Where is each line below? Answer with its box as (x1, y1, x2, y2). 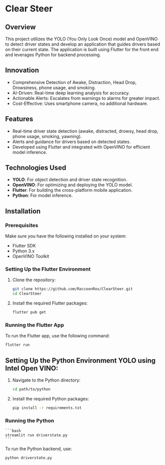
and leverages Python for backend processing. (5, 52, 101, 58)
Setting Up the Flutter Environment (5, 266, 91, 273)
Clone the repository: (12, 277, 56, 283)
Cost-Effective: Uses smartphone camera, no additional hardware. (12, 100, 148, 106)
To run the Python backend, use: (5, 446, 72, 452)
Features (5, 115, 33, 123)
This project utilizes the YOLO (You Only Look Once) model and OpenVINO (5, 36, 158, 42)
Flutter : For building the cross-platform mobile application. (12, 187, 133, 193)
